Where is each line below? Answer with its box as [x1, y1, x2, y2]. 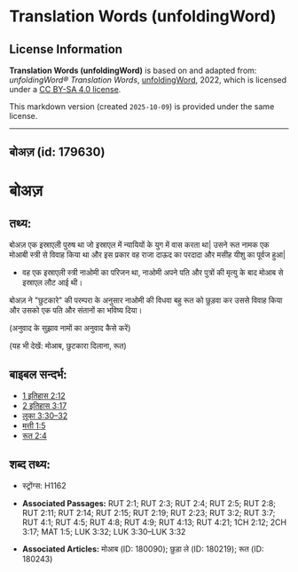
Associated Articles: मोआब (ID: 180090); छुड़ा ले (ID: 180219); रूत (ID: [21, 544, 264, 554]
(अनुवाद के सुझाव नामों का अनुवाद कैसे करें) [9, 322, 131, 334]
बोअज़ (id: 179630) [9, 145, 106, 160]
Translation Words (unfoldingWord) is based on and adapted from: [9, 65, 257, 75]
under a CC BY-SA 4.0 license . [9, 84, 122, 94]
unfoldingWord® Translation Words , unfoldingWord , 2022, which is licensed [9, 75, 286, 85]
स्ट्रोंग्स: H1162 [21, 481, 67, 491]
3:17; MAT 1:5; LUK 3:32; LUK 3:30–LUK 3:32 [21, 527, 186, 537]
